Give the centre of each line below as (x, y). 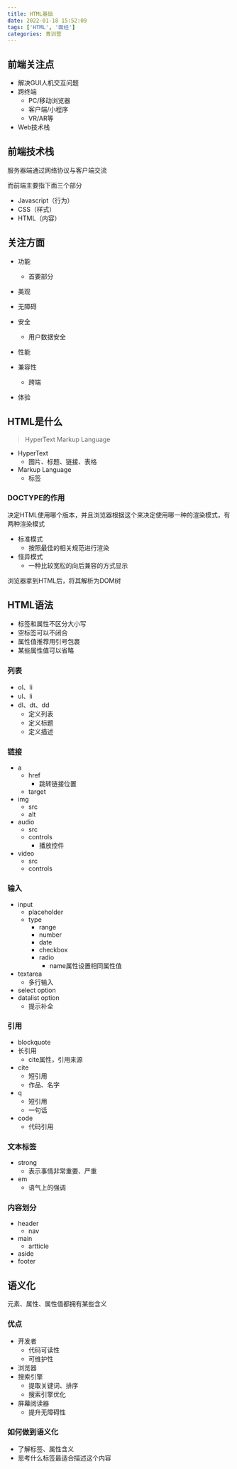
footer (27, 1261)
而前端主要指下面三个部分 (45, 185)
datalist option (39, 997)
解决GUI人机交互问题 (48, 83)
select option (37, 990)
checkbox (53, 949)
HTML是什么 (35, 422)
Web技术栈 (34, 127)
